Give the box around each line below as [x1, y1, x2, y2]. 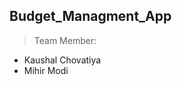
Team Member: [33, 34, 97, 46]
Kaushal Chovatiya [23, 54, 102, 66]
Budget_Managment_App [9, 8, 172, 25]
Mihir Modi [23, 64, 69, 76]
